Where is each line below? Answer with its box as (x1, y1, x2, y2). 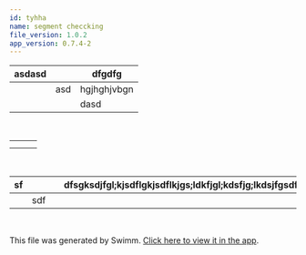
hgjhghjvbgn (79, 83, 134, 96)
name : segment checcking (9, 22, 104, 31)
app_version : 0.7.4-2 (9, 38, 92, 48)
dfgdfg (91, 67, 123, 80)
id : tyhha (9, 13, 47, 23)
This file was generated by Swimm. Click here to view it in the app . (9, 235, 260, 246)
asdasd (14, 67, 47, 80)
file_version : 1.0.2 (9, 30, 88, 39)
